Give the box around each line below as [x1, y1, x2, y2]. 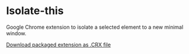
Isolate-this [6, 4, 64, 18]
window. [6, 29, 27, 36]
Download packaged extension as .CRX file [6, 41, 111, 48]
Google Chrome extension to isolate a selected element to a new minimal [6, 23, 184, 31]
